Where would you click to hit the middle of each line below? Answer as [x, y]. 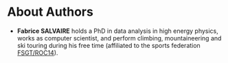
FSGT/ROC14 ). [37, 53]
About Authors [50, 12]
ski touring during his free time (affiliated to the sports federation [109, 45]
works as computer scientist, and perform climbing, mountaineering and [119, 38]
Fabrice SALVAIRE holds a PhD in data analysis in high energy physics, [117, 31]
